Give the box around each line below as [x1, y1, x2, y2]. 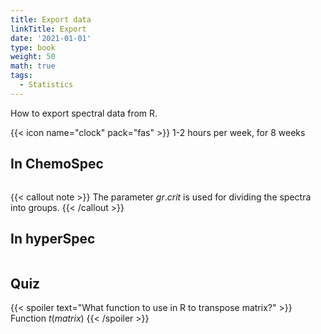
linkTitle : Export [10, 24, 87, 34]
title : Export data [10, 14, 92, 25]
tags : [10, 71, 33, 81]
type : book [10, 42, 56, 53]
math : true [10, 61, 56, 71]
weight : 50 [10, 52, 56, 62]
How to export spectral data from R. [10, 107, 158, 119]
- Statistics [19, 80, 74, 90]
